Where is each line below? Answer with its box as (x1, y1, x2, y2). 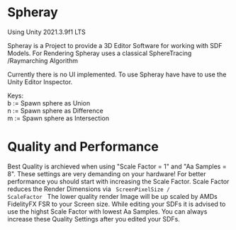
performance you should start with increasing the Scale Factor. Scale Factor (7, 177, 230, 185)
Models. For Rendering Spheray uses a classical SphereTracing (7, 49, 192, 57)
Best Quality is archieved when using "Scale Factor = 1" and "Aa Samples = (7, 162, 227, 171)
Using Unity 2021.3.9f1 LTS (7, 28, 86, 36)
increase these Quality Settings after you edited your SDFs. (7, 214, 181, 223)
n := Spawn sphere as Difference (7, 106, 104, 115)
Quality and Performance (7, 139, 159, 155)
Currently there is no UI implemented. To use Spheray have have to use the (7, 70, 227, 79)
